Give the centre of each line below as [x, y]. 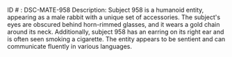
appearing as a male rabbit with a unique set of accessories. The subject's [114, 17]
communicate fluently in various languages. [70, 46]
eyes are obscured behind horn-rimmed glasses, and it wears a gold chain [114, 24]
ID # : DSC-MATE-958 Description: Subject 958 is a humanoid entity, [106, 10]
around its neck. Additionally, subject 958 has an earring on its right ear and [116, 32]
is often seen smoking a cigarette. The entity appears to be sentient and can [116, 39]
